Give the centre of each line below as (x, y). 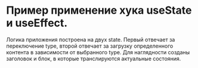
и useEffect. (37, 23)
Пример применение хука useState (99, 10)
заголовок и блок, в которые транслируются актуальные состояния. (94, 58)
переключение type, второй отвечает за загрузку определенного (90, 46)
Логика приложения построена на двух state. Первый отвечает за (91, 39)
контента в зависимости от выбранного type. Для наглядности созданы (98, 52)
